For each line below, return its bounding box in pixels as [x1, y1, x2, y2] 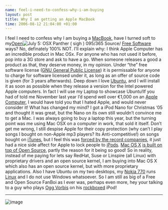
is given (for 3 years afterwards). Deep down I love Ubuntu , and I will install [5, 78, 160, 84]
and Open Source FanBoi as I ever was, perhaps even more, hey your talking [5, 179, 163, 185]
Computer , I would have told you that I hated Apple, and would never [5, 99, 146, 106]
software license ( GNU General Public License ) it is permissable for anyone [5, 67, 160, 73]
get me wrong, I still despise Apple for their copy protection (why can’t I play [5, 126, 162, 132]
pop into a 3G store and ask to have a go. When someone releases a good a [5, 56, 161, 63]
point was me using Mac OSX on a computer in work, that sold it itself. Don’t [5, 121, 162, 127]
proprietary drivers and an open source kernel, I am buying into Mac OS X [5, 158, 157, 164]
